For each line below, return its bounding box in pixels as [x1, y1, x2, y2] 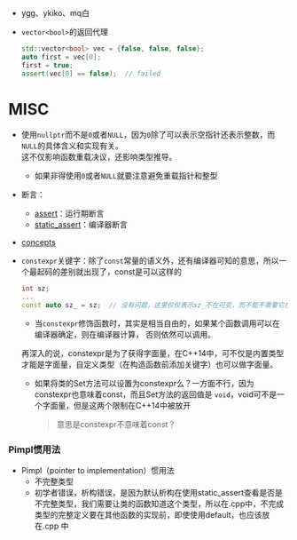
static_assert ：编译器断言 [34, 219, 128, 230]
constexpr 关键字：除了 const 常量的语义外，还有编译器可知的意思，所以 [20, 256, 280, 266]
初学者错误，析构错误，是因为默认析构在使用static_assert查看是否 [34, 488, 276, 498]
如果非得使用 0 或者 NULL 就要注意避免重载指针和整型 [34, 171, 218, 181]
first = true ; [20, 60, 74, 69]
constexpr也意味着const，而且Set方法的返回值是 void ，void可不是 [34, 389, 277, 400]
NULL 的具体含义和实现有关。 [20, 140, 123, 151]
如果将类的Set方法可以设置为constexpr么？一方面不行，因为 [34, 378, 254, 389]
